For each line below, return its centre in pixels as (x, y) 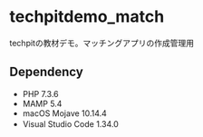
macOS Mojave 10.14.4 (64, 113)
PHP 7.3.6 (40, 93)
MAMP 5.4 (42, 103)
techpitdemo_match (87, 17)
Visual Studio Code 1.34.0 (71, 123)
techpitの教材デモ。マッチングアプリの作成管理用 (102, 43)
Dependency (46, 72)
